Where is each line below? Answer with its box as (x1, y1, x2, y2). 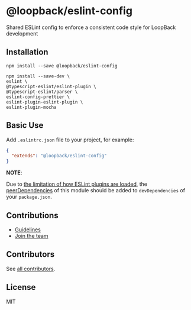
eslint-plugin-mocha (6, 104, 57, 110)
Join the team (14, 233, 48, 239)
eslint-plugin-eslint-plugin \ (6, 99, 83, 105)
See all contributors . (6, 265, 56, 272)
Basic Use (6, 120, 44, 131)
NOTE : (6, 169, 22, 176)
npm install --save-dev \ (6, 73, 70, 79)
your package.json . (6, 193, 52, 201)
